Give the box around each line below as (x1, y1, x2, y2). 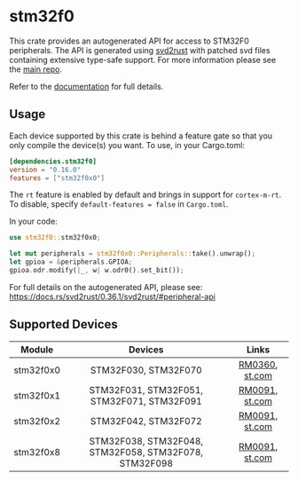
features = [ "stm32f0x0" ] (9, 173, 105, 183)
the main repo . (9, 64, 62, 75)
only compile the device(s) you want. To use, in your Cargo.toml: (9, 139, 246, 150)
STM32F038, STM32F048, (89, 435, 204, 447)
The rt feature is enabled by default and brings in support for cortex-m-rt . (9, 189, 282, 201)
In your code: (9, 216, 58, 227)
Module (20, 343, 54, 356)
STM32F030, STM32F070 (90, 364, 202, 376)
